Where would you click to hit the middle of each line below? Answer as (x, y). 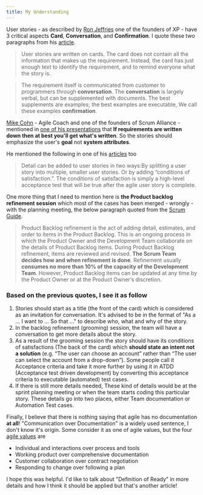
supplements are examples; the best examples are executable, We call (109, 104)
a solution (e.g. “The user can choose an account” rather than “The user (106, 353)
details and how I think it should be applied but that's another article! (92, 485)
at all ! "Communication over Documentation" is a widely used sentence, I (98, 423)
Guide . (15, 216)
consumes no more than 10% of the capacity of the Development (105, 266)
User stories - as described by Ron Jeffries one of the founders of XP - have (102, 29)
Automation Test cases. (45, 405)
